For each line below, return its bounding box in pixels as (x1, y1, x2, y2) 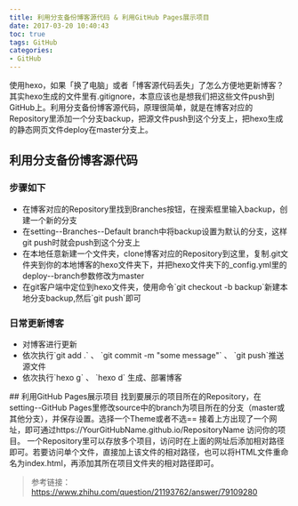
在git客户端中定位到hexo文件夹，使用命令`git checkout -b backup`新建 (21, 281, 280, 292)
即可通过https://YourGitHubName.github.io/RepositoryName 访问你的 (24, 424, 278, 435)
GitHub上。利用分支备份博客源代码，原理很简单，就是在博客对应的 (9, 102, 254, 112)
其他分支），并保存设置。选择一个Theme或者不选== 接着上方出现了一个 (9, 413, 270, 423)
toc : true (9, 29, 46, 38)
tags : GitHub (9, 37, 58, 47)
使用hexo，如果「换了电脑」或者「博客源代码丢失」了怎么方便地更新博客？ (9, 80, 285, 90)
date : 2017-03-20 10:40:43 (9, 21, 109, 30)
